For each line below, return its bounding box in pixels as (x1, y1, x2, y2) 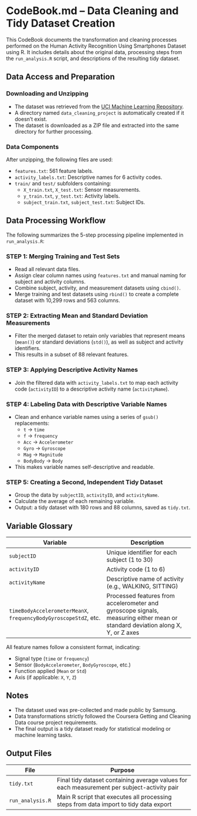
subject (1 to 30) (106, 556, 154, 564)
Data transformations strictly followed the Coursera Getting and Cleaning (14, 712, 191, 720)
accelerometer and (106, 599, 159, 607)
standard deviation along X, (106, 621, 182, 630)
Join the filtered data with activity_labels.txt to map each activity (14, 379, 179, 386)
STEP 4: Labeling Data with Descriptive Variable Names (6, 400, 167, 408)
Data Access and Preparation (6, 72, 116, 82)
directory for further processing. (14, 128, 93, 135)
